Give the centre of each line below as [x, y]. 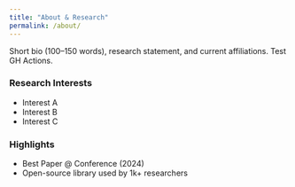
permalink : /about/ [45, 26]
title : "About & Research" [59, 17]
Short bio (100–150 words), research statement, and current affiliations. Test [147, 51]
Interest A [40, 102]
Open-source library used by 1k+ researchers [105, 173]
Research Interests [51, 83]
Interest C [40, 121]
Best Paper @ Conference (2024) [83, 164]
